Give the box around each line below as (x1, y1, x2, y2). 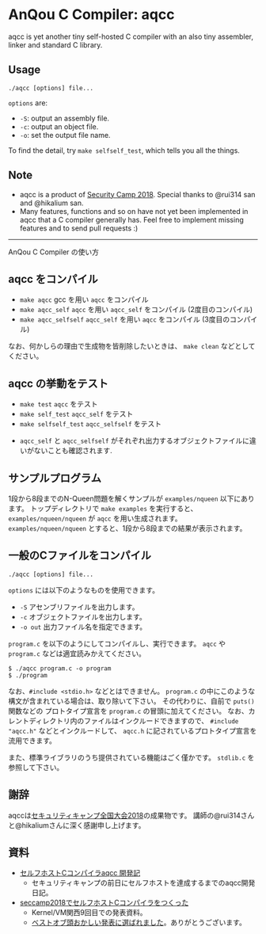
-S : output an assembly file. (19, 113, 109, 123)
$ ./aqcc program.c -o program (8, 664, 112, 673)
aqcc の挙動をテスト (8, 376, 109, 390)
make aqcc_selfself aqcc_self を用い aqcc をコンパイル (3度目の (19, 315, 230, 324)
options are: (8, 97, 48, 108)
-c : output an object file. (19, 121, 99, 132)
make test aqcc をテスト (19, 399, 98, 409)
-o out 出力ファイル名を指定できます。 (19, 622, 147, 631)
